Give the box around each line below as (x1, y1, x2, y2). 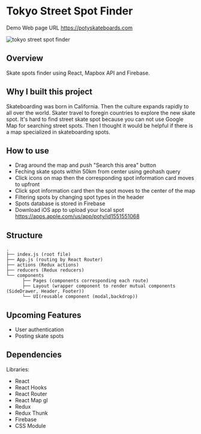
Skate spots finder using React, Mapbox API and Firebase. (6, 69, 150, 76)
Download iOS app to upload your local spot (14, 206, 124, 214)
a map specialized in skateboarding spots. (6, 128, 110, 135)
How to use (6, 146, 49, 156)
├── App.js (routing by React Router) (6, 257, 103, 263)
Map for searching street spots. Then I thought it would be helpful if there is (6, 122, 193, 129)
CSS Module (14, 422, 46, 429)
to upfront (14, 181, 40, 188)
